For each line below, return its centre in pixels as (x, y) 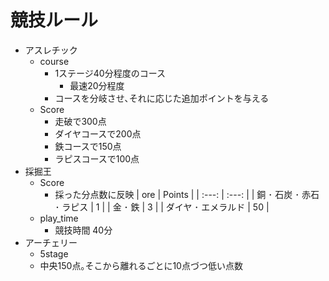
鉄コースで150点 (88, 146)
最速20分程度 (97, 85)
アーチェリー (51, 242)
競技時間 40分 (83, 230)
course (54, 61)
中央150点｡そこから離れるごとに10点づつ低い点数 (141, 265)
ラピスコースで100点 (97, 158)
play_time (59, 218)
